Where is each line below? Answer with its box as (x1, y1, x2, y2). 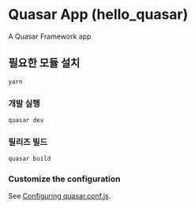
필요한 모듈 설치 (8, 57, 81, 70)
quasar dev (8, 116, 44, 124)
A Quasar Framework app (8, 32, 92, 41)
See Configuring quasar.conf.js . (8, 191, 111, 201)
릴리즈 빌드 (8, 136, 48, 147)
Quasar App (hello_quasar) (8, 6, 189, 24)
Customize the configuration (8, 173, 121, 184)
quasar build (8, 155, 51, 163)
